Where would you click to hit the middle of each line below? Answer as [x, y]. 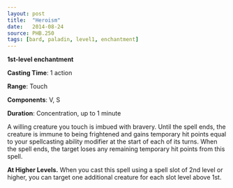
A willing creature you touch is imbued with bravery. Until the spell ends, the [116, 127]
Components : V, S [34, 100]
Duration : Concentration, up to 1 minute [64, 113]
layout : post [26, 14]
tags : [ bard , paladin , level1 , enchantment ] [73, 40]
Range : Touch [28, 86]
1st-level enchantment [40, 59]
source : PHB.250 [31, 33]
